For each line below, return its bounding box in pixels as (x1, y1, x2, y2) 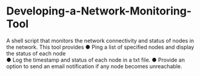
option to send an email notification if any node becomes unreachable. (6, 62, 183, 70)
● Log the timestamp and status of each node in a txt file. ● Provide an (6, 56, 185, 63)
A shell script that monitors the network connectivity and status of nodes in (6, 37, 194, 44)
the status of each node (6, 49, 66, 57)
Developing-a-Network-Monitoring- (6, 4, 192, 18)
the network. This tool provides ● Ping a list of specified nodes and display (6, 43, 195, 51)
